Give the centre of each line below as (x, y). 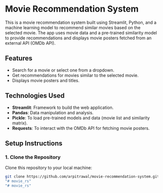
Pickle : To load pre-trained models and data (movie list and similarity (81, 118)
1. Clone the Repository (33, 157)
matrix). (20, 123)
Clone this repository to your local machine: (49, 168)
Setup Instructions (34, 143)
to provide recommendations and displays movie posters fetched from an (78, 38)
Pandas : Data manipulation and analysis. (53, 112)
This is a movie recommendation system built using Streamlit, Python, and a (81, 22)
